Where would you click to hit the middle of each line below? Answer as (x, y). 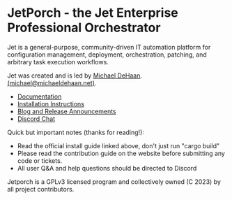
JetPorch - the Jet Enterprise (93, 13)
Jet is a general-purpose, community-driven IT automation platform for (109, 47)
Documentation (39, 97)
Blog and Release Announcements (67, 111)
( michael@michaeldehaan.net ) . (52, 83)
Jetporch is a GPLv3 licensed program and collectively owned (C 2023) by (114, 181)
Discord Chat (36, 119)
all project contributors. (41, 189)
